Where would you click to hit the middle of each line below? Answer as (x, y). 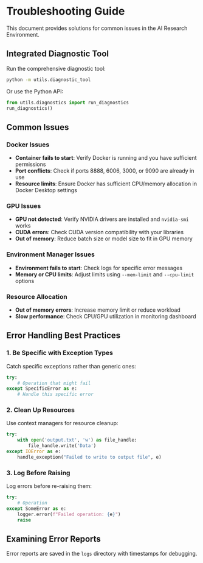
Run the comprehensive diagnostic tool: (56, 68)
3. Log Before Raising (38, 473)
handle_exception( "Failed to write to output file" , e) (90, 457)
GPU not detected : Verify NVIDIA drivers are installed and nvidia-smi (102, 219)
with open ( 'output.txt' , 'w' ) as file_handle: (77, 440)
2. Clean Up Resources (40, 410)
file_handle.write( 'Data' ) (62, 446)
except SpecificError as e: (42, 389)
